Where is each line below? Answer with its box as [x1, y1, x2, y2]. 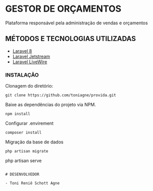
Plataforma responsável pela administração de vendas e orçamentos [5, 20, 148, 26]
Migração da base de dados [5, 139, 64, 145]
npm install [5, 111, 30, 117]
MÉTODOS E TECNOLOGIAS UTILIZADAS [5, 34, 136, 43]
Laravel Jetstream [12, 53, 50, 59]
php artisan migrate [5, 149, 49, 154]
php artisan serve [5, 158, 42, 164]
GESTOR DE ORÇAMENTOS [5, 3, 122, 15]
